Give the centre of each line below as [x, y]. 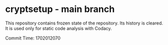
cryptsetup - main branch [60, 9]
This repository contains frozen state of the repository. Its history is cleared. [84, 23]
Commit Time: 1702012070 [33, 38]
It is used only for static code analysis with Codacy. [59, 28]
